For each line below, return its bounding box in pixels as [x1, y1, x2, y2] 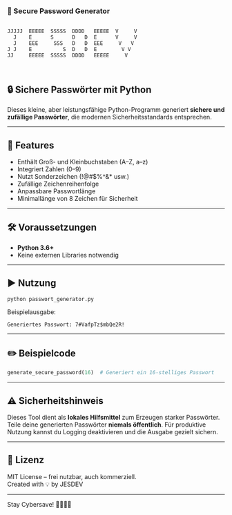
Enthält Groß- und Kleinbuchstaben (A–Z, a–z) [17, 157, 148, 166]
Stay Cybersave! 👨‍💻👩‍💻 [7, 500, 72, 508]
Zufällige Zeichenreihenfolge [17, 179, 99, 188]
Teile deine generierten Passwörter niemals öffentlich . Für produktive [7, 420, 206, 429]
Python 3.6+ [17, 243, 54, 251]
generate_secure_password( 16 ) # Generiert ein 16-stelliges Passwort [7, 369, 215, 376]
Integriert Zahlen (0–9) [17, 165, 81, 173]
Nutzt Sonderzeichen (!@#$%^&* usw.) [17, 172, 130, 180]
